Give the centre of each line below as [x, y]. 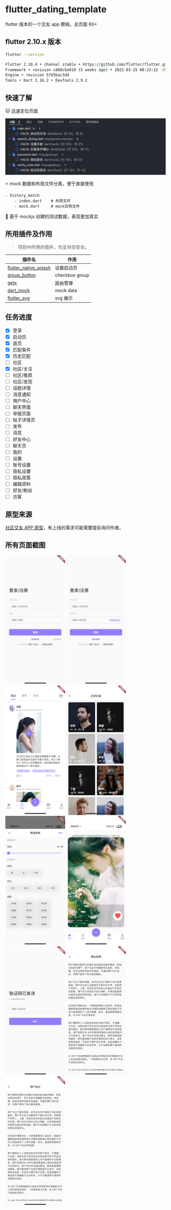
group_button [22, 275]
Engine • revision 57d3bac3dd [37, 75]
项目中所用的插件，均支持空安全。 [53, 247]
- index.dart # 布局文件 [43, 201]
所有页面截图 [25, 545]
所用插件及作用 [29, 234]
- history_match [22, 195]
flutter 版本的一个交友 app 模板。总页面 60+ [51, 24]
